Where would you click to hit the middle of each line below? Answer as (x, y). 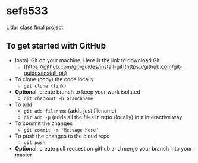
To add (23, 104)
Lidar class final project (35, 27)
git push (34, 143)
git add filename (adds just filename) (70, 110)
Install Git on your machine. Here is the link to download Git (87, 60)
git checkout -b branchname (58, 98)
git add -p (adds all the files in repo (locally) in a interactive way (103, 117)
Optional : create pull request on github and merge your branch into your (103, 148)
